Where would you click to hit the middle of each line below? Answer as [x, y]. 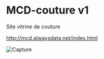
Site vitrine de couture [33, 27]
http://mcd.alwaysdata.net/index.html [52, 38]
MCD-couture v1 [48, 10]
